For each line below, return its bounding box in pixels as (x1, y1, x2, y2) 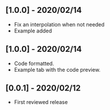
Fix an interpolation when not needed (14, 21, 105, 28)
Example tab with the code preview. (14, 66, 101, 73)
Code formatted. (14, 59, 54, 67)
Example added (14, 27, 52, 34)
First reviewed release (14, 99, 68, 106)
